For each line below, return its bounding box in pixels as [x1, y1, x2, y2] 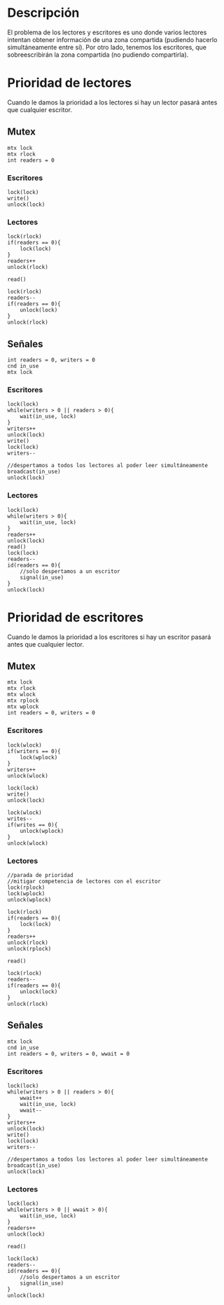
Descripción [7, 5, 80, 21]
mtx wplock [7, 703, 39, 710]
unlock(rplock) [7, 946, 52, 953]
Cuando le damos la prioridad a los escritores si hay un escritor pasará [7, 633, 211, 641]
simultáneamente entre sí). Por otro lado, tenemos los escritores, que [7, 43, 207, 51]
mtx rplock [7, 697, 39, 705]
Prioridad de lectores [7, 75, 132, 91]
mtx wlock [7, 691, 36, 698]
